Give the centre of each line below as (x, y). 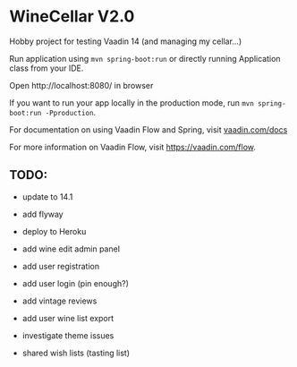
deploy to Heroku (54, 231)
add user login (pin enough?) (76, 283)
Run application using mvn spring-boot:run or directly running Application (145, 58)
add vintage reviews (59, 301)
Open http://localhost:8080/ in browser (81, 85)
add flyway (43, 214)
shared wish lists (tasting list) (76, 353)
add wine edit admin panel (71, 249)
